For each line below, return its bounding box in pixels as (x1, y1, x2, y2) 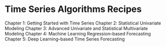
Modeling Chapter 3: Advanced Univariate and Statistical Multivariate (5, 25, 148, 31)
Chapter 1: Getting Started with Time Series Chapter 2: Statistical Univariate (5, 20, 161, 26)
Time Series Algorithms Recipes (5, 3, 142, 15)
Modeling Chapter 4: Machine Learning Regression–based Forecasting (5, 30, 151, 36)
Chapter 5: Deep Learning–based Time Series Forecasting (5, 36, 125, 42)
